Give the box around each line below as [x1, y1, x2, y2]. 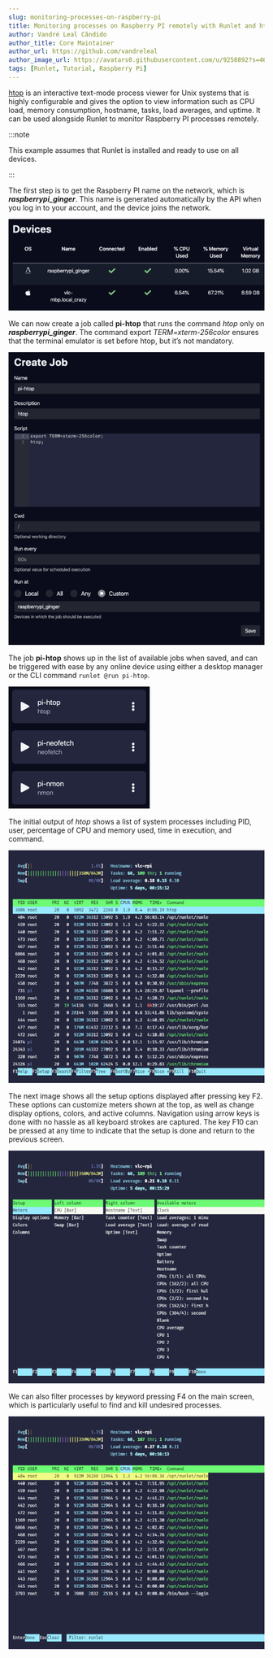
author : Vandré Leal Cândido [8, 30, 107, 38]
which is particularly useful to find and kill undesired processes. [8, 1399, 222, 1410]
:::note [8, 129, 30, 139]
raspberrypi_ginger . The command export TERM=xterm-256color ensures [8, 327, 259, 337]
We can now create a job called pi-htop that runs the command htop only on [8, 318, 265, 329]
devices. [8, 154, 37, 163]
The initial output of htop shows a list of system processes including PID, [8, 816, 252, 826]
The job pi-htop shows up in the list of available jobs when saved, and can [8, 653, 258, 663]
